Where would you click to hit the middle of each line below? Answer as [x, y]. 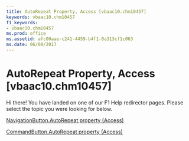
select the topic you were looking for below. [59, 109]
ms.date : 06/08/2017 [32, 45]
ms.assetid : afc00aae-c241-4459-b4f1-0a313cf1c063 [70, 39]
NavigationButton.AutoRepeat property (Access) [65, 120]
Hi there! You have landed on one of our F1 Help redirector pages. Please [95, 102]
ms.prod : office [26, 34]
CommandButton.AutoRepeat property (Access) [64, 132]
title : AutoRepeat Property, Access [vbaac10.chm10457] [76, 12]
